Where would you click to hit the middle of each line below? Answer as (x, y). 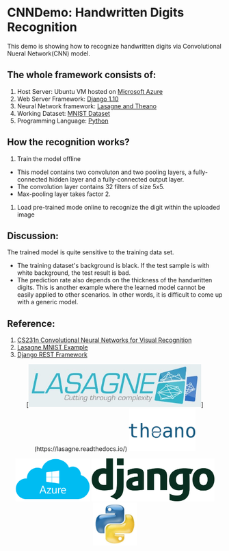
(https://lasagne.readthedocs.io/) (81, 449)
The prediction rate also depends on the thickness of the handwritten (114, 280)
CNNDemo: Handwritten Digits (96, 13)
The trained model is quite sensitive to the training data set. (91, 252)
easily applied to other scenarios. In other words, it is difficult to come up (120, 295)
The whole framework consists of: (82, 75)
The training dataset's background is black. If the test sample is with (113, 266)
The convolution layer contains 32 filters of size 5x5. (91, 186)
